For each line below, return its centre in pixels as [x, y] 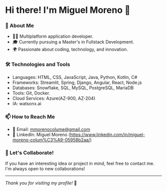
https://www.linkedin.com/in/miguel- [107, 135]
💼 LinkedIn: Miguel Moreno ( [41, 135]
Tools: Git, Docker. [31, 93]
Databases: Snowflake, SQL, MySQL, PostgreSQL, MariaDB [73, 88]
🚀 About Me [20, 26]
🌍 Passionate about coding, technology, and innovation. [70, 50]
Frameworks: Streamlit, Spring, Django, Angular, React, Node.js [77, 82]
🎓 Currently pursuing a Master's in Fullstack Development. [73, 42]
